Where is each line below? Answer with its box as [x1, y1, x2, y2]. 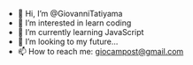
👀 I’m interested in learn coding [17, 18, 132, 28]
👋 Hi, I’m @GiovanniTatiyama [17, 9, 123, 18]
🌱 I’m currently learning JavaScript [17, 27, 144, 37]
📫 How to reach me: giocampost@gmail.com [17, 47, 184, 56]
